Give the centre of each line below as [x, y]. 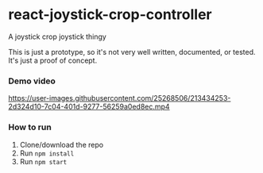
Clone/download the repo [62, 144]
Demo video [32, 81]
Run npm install [47, 153]
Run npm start [43, 161]
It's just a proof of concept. [53, 60]
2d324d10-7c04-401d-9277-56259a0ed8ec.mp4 [89, 107]
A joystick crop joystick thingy [58, 37]
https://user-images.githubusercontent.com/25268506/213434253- [120, 98]
